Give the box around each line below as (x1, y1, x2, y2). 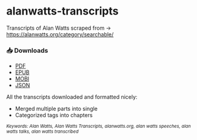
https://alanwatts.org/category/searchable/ (6, 30, 114, 38)
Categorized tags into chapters (15, 112, 93, 119)
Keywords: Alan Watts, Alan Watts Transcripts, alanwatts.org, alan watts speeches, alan (6, 123, 191, 130)
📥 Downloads (6, 46, 48, 55)
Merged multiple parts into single (15, 105, 98, 113)
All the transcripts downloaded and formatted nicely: (6, 93, 138, 101)
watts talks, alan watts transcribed (6, 128, 79, 135)
